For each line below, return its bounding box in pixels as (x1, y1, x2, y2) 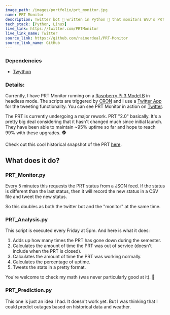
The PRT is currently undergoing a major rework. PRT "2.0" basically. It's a (5, 113, 161, 120)
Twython (12, 69, 31, 75)
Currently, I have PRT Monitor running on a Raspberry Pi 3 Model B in (5, 93, 150, 99)
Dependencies (5, 57, 42, 64)
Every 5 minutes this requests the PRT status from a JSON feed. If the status (5, 183, 165, 189)
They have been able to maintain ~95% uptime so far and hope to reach (5, 124, 156, 130)
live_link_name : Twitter (5, 31, 58, 36)
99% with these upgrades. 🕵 (5, 130, 66, 136)
